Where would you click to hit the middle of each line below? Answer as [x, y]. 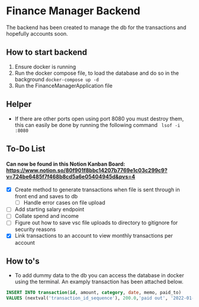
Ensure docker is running [45, 67]
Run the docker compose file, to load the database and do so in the [97, 73]
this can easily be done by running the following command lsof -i [97, 125]
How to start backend [47, 53]
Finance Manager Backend [73, 11]
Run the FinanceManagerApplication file [63, 86]
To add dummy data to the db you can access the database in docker [99, 276]
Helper [19, 104]
